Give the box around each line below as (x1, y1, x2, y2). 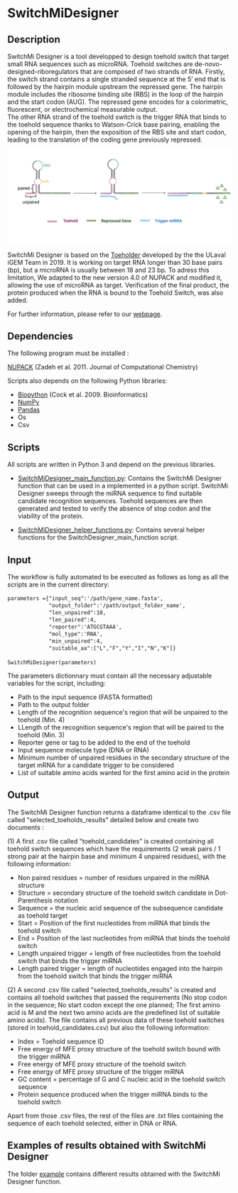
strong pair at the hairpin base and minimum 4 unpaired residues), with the (7, 852, 226, 861)
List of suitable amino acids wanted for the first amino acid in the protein (17, 769, 229, 777)
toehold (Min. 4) (17, 715, 65, 724)
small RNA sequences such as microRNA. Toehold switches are (7, 60, 193, 68)
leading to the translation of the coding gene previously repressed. (7, 135, 202, 144)
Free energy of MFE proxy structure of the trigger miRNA (17, 1067, 185, 1076)
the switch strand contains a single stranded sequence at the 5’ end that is (7, 75, 226, 83)
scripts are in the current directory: (7, 580, 110, 589)
